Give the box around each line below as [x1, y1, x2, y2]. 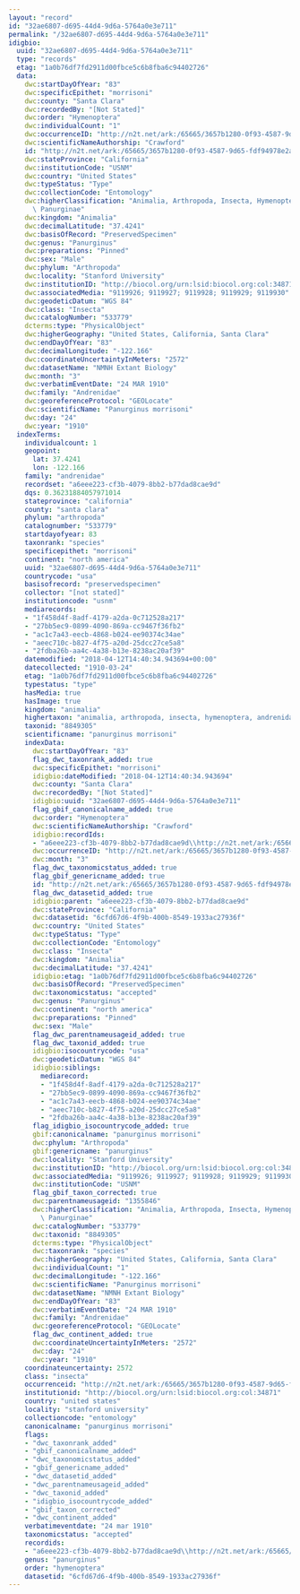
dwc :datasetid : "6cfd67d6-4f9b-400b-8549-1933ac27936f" [31, 914, 245, 923]
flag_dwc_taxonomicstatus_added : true [31, 863, 177, 872]
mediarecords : [24, 605, 77, 614]
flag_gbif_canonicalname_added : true [31, 805, 174, 814]
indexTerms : [16, 429, 62, 439]
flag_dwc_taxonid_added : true [31, 1038, 145, 1047]
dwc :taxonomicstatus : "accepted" [31, 988, 158, 998]
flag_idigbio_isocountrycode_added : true [31, 1122, 190, 1131]
